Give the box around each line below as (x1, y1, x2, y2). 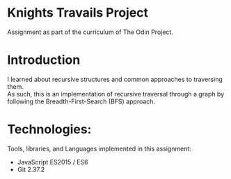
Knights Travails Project (7, 5, 148, 21)
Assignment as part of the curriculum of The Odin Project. (7, 28, 174, 36)
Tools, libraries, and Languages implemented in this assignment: (7, 144, 191, 153)
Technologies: (7, 121, 92, 137)
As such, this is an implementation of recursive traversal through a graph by (7, 89, 225, 98)
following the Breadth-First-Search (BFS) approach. (7, 97, 155, 105)
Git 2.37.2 (17, 165, 45, 173)
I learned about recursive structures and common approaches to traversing (7, 75, 223, 83)
